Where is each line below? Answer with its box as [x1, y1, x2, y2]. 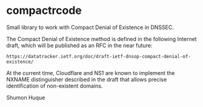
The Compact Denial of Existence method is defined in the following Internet [6, 35, 197, 42]
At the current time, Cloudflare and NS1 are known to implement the [6, 69, 175, 76]
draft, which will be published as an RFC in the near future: [6, 42, 153, 49]
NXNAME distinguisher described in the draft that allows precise [6, 76, 167, 83]
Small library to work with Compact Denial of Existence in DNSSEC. [6, 24, 175, 31]
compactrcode [6, 4, 82, 18]
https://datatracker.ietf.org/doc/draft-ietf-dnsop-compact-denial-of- [6, 53, 191, 59]
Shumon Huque [6, 94, 45, 101]
